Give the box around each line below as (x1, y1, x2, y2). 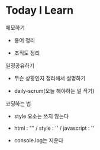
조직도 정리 (14, 49, 40, 57)
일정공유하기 (5, 62, 35, 69)
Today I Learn (5, 4, 74, 17)
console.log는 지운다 (14, 136, 63, 143)
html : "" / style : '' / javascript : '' (14, 124, 95, 132)
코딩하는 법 (5, 99, 31, 107)
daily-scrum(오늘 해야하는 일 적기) (14, 87, 95, 94)
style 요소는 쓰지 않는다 (14, 112, 69, 120)
